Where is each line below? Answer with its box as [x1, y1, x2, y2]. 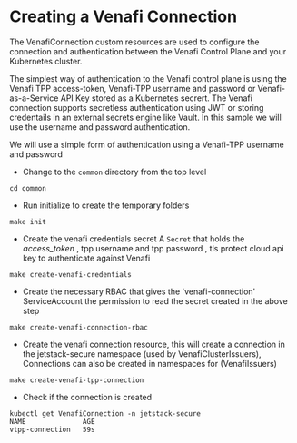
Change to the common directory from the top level [22, 166, 207, 177]
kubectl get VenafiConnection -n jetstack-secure [9, 409, 202, 418]
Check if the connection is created [22, 391, 153, 402]
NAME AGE [9, 417, 95, 426]
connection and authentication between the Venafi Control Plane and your [9, 45, 287, 56]
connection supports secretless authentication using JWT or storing [9, 102, 264, 113]
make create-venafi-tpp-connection [9, 375, 144, 385]
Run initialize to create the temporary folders [22, 200, 190, 211]
